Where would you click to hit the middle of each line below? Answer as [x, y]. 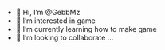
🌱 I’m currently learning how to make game [86, 29]
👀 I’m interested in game [55, 21]
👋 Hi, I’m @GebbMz [48, 12]
